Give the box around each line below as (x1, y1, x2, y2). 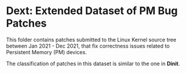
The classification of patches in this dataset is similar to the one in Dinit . (6, 60, 180, 67)
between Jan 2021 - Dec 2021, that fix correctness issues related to (6, 42, 170, 49)
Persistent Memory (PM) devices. (6, 48, 87, 55)
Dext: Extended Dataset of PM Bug (6, 4, 178, 18)
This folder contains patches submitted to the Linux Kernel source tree (6, 36, 177, 43)
